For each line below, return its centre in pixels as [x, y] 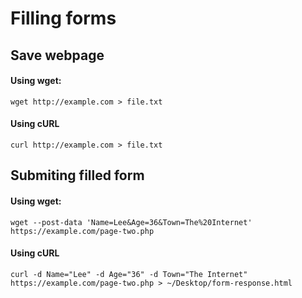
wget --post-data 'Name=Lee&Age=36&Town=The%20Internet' [131, 222]
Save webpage [57, 55]
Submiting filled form [77, 175]
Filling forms [63, 18]
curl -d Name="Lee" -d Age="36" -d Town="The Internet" [129, 274]
